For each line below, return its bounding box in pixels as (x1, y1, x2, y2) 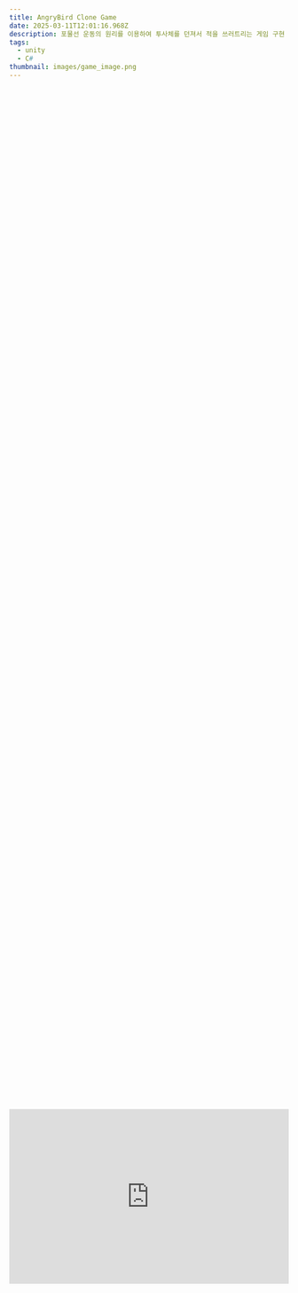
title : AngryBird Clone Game (9, 12, 117, 22)
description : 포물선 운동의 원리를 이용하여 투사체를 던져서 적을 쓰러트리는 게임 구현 (9, 29, 286, 38)
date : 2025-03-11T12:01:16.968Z (9, 21, 129, 30)
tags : (9, 37, 29, 47)
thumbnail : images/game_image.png (9, 63, 137, 72)
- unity (17, 46, 46, 55)
